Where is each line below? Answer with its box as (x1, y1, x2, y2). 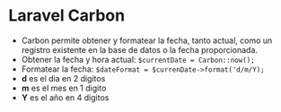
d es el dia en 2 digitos (21, 73, 106, 83)
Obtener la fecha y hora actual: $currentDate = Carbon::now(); (21, 54, 255, 65)
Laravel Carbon (8, 5, 126, 26)
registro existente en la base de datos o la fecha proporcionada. (21, 44, 258, 55)
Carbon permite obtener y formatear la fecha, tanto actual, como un (21, 35, 273, 46)
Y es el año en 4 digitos (21, 91, 110, 103)
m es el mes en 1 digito (21, 82, 107, 93)
